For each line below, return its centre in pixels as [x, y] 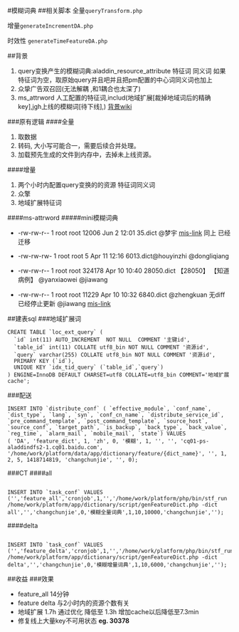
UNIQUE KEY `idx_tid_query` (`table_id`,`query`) [89, 367]
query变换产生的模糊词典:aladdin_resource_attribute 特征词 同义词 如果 [122, 71]
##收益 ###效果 [31, 579]
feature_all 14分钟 [43, 594]
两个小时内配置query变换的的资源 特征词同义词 [86, 185]
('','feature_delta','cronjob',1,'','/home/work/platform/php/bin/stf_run [121, 551]
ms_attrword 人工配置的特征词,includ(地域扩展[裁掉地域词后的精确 [114, 98]
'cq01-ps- [195, 441]
